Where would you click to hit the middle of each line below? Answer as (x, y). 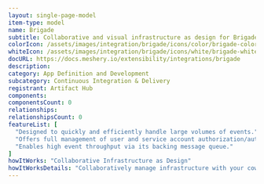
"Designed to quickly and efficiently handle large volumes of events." (137, 132)
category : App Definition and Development (79, 74)
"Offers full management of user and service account (105, 139)
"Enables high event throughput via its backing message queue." (125, 146)
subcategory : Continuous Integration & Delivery (89, 81)
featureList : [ (33, 124)
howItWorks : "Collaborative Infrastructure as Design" (100, 161)
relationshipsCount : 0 (45, 117)
